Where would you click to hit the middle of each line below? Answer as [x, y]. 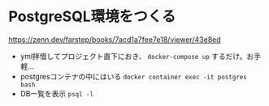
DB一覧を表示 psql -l [57, 93]
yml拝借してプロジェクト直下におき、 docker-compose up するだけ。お [137, 56]
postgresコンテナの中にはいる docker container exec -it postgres [134, 76]
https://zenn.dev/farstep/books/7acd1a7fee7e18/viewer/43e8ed [115, 39]
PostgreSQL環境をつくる [92, 17]
